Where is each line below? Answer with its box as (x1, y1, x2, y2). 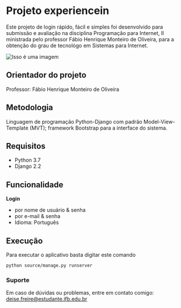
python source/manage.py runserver (6, 262, 93, 268)
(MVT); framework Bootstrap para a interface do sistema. (29, 124, 168, 131)
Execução (6, 236, 43, 246)
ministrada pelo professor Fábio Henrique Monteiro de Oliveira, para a (6, 36, 174, 43)
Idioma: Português (14, 219, 60, 226)
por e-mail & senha (14, 213, 61, 220)
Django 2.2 (14, 163, 41, 170)
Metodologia (6, 103, 54, 113)
